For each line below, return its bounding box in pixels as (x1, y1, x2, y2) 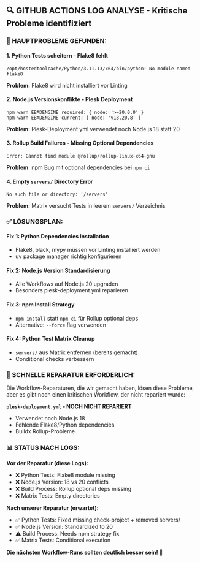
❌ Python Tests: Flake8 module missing (15, 471, 115, 479)
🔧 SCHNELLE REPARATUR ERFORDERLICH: (6, 370, 136, 379)
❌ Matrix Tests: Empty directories (15, 492, 100, 499)
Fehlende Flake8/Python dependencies (15, 421, 115, 428)
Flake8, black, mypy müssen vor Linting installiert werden (15, 246, 161, 254)
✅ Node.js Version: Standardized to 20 (15, 523, 113, 531)
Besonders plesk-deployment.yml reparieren (15, 287, 129, 294)
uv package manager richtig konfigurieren (15, 253, 122, 260)
